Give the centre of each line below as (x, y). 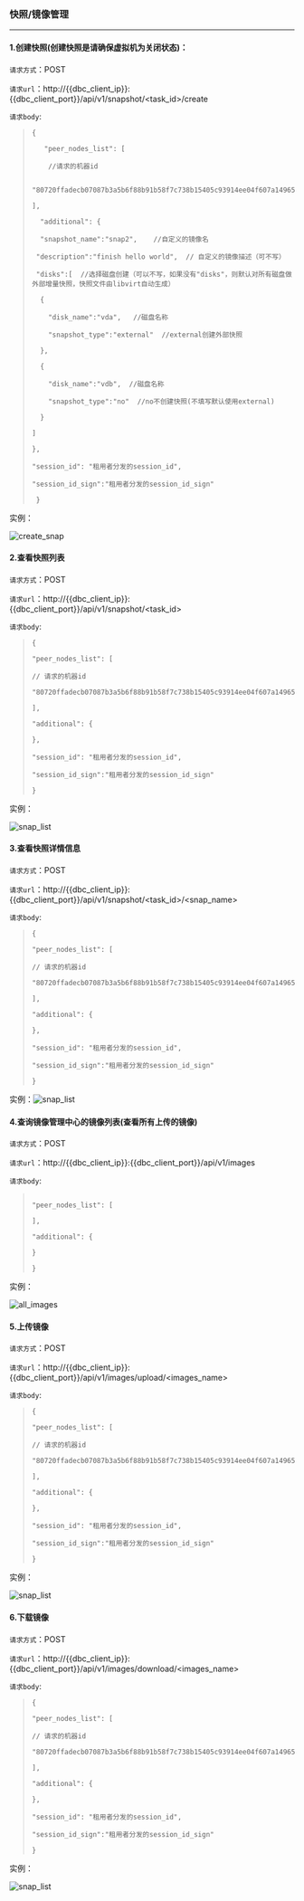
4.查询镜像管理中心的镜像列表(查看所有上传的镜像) (104, 1122)
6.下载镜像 (29, 1617)
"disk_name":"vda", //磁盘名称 (109, 317)
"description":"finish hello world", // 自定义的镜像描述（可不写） (161, 257)
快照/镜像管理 (39, 14)
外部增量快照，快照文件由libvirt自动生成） (103, 284)
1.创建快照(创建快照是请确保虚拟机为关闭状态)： (99, 47)
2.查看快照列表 (37, 557)
